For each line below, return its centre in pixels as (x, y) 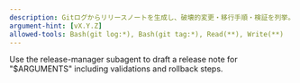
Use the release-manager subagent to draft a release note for (123, 60)
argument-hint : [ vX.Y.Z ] (56, 26)
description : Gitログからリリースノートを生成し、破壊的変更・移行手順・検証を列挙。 (152, 17)
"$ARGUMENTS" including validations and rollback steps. (116, 69)
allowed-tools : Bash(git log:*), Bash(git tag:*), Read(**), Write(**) (146, 34)
